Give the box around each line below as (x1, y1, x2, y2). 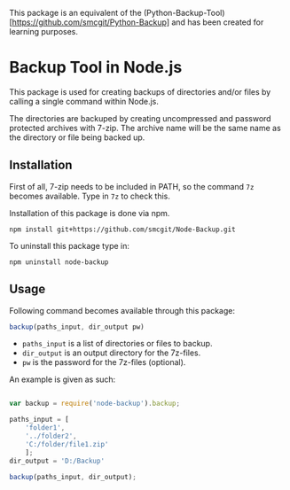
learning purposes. (9, 27, 78, 36)
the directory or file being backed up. (9, 132, 145, 143)
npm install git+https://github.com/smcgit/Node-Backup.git (9, 225, 237, 234)
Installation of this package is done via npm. (9, 207, 170, 218)
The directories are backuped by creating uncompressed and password (9, 113, 272, 123)
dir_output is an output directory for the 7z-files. (21, 347, 201, 358)
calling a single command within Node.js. (9, 96, 160, 106)
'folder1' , (25, 424, 66, 432)
